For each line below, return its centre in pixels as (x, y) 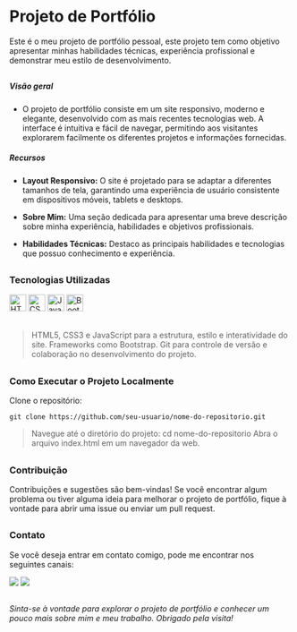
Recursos (28, 158)
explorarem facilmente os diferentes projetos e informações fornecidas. (154, 137)
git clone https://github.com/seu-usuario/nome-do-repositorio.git (138, 417)
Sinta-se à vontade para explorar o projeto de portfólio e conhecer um (140, 609)
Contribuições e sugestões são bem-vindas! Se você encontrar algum (138, 489)
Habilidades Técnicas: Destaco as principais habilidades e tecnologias (153, 243)
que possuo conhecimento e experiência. (98, 253)
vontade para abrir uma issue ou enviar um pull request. (112, 508)
